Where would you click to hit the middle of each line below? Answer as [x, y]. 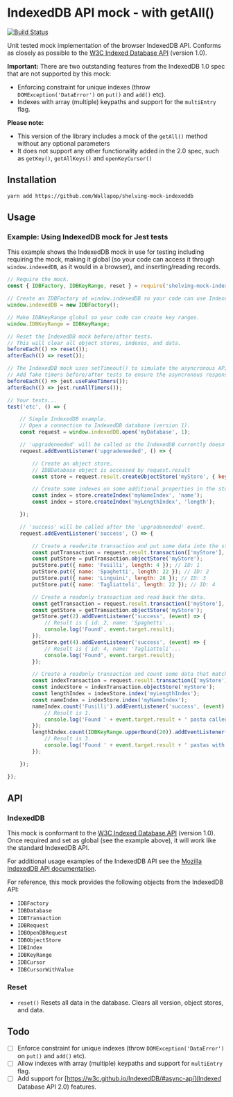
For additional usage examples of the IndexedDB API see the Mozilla [105, 861]
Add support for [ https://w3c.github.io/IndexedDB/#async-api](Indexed [119, 1079]
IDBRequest [33, 926]
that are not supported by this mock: [59, 74]
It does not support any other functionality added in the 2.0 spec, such [118, 151]
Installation [32, 180]
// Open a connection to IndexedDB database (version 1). [105, 426]
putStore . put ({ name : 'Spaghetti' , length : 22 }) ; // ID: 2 [121, 572]
